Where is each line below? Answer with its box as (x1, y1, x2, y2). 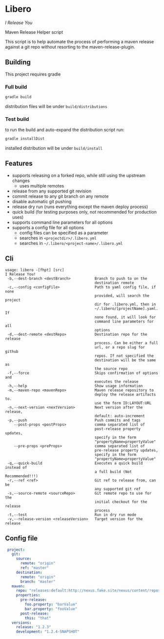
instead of (5, 465, 27, 470)
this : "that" (24, 615, 51, 620)
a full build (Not (94, 469, 132, 474)
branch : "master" (20, 579, 56, 584)
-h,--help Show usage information (7, 383, 143, 388)
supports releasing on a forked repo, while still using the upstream (12, 172, 145, 178)
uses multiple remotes (19, 183, 64, 188)
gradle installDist (5, 136, 45, 141)
